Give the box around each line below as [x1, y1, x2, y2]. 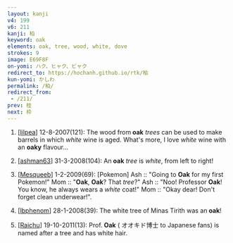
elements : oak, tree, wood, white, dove [7, 43, 128, 50]
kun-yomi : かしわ [7, 75, 55, 83]
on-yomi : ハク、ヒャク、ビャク [7, 63, 88, 70]
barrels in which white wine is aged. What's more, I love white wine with [17, 135, 227, 144]
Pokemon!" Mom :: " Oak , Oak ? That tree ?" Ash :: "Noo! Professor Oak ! [17, 177, 222, 186]
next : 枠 [7, 108, 32, 116]
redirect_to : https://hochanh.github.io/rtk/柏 [7, 69, 149, 76]
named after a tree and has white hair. [17, 228, 128, 237]
